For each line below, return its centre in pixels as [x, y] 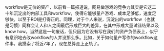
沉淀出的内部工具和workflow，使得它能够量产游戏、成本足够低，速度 [83, 13]
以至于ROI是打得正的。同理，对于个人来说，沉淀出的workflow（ [82, 19]
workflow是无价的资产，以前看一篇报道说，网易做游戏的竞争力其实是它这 [79, 7]
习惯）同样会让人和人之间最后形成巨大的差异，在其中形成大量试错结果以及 [84, 25]
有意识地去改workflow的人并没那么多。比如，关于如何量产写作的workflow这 [81, 37]
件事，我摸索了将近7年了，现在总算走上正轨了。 [53, 43]
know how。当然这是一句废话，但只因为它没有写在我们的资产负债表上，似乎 [82, 31]
